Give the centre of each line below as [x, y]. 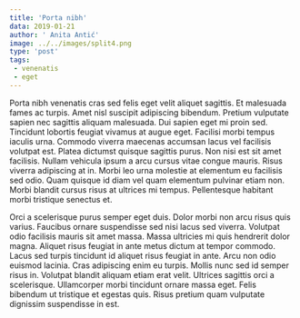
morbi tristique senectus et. [61, 199]
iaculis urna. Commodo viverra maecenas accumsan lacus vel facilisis [140, 141]
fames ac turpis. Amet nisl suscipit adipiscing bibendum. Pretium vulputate [149, 112]
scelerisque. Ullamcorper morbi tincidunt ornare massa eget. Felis [133, 284]
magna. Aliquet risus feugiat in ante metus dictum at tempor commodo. [142, 245]
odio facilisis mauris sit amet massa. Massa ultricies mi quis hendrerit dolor [150, 236]
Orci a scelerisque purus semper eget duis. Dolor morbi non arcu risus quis [150, 217]
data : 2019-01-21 [42, 26]
